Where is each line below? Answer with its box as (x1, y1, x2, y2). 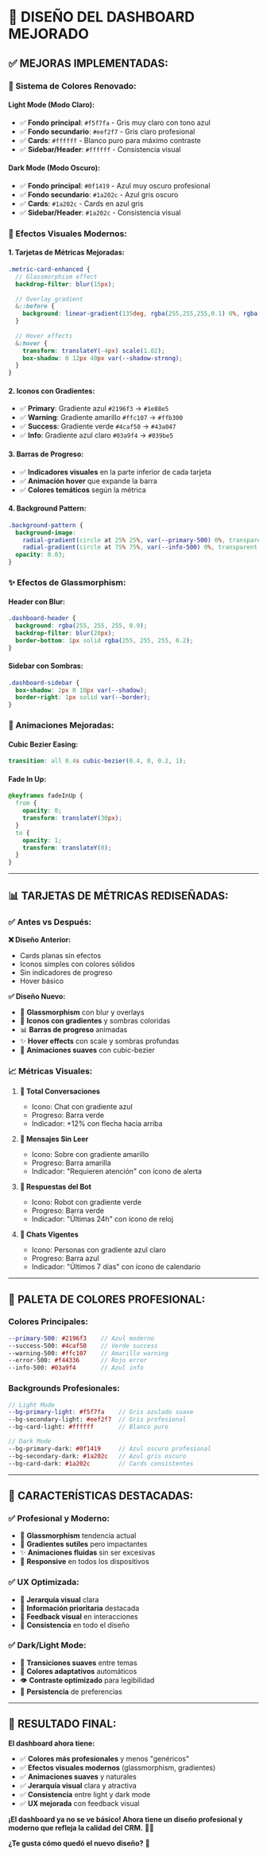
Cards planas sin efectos (19, 950, 102, 960)
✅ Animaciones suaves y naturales (19, 1772, 137, 1781)
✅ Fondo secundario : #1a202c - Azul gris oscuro (19, 189, 179, 199)
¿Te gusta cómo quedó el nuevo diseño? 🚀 (8, 1838, 151, 1848)
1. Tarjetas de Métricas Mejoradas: (8, 247, 125, 258)
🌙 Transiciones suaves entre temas (19, 1658, 137, 1668)
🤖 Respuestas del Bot (19, 1182, 91, 1192)
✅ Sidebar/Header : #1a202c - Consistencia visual (19, 208, 181, 217)
